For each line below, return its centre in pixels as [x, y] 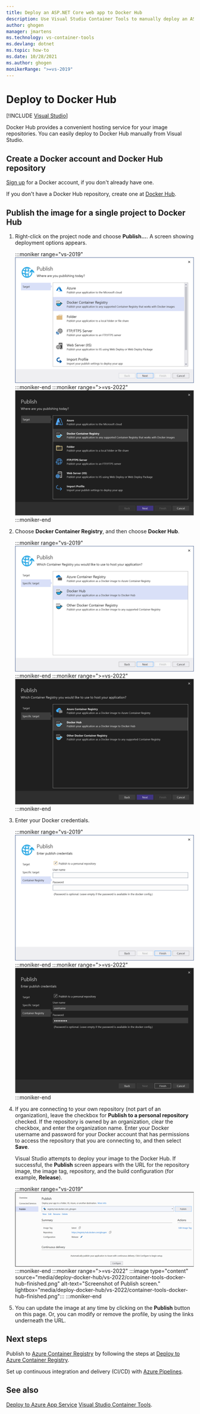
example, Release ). [38, 1177]
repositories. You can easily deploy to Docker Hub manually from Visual [94, 133]
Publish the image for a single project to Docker [96, 212]
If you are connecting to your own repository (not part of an [88, 1109]
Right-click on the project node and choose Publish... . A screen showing [104, 237]
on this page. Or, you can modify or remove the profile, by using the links [104, 1314]
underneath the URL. [40, 1320]
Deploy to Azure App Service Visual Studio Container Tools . [79, 1404]
